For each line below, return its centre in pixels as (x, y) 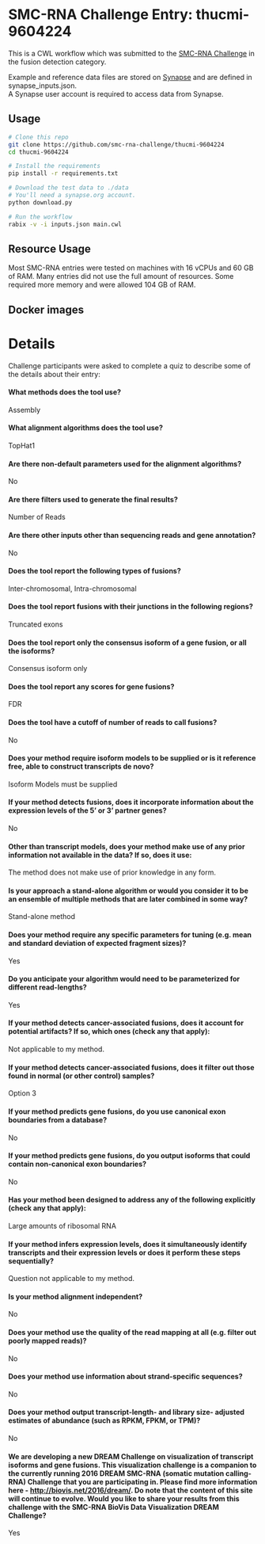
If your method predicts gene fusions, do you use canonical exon (117, 1111)
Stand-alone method (42, 917)
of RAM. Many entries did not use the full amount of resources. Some (121, 276)
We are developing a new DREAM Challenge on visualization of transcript (131, 1456)
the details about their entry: (54, 374)
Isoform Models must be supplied (63, 784)
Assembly (25, 410)
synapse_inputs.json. (43, 86)
